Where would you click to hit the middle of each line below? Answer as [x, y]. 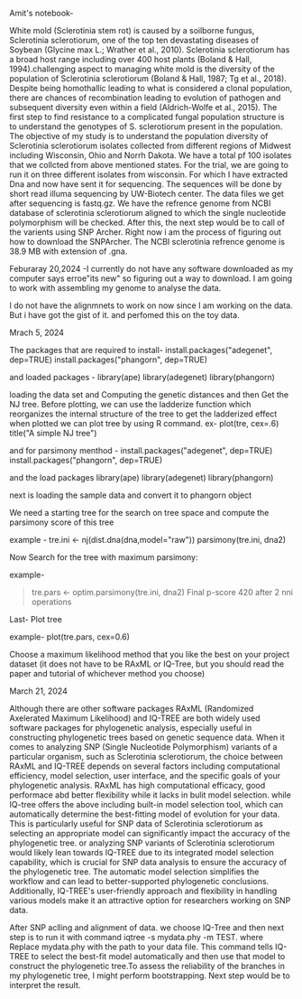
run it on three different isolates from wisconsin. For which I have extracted [149, 174]
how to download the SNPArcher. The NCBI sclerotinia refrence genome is [147, 242]
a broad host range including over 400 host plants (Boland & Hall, [131, 59]
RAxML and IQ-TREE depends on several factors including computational [145, 766]
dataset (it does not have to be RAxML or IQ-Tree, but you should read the [147, 664]
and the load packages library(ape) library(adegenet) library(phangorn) [142, 477]
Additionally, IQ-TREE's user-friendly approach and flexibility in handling [143, 891]
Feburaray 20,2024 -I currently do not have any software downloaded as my [151, 269]
